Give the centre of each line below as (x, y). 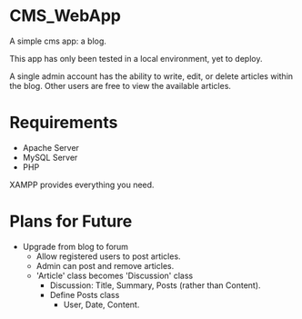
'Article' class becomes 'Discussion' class (115, 275)
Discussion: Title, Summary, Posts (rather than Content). (155, 285)
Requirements (64, 123)
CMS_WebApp (65, 16)
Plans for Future (71, 221)
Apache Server (51, 147)
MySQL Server (50, 157)
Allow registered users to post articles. (108, 256)
